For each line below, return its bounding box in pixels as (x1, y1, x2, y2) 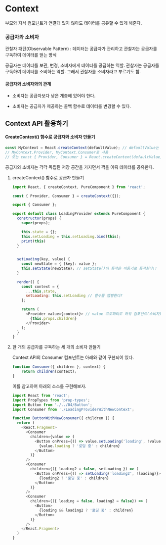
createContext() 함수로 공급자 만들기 (12, 174, 84, 181)
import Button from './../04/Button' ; (12, 402, 92, 407)
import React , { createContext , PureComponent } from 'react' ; (12, 184, 146, 190)
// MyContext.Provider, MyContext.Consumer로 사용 (5, 149, 109, 155)
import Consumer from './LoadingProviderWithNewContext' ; (12, 407, 134, 412)
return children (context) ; (21, 369, 77, 374)
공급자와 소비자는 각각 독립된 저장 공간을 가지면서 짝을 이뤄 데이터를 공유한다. (5, 164, 154, 170)
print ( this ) (21, 239, 46, 244)
